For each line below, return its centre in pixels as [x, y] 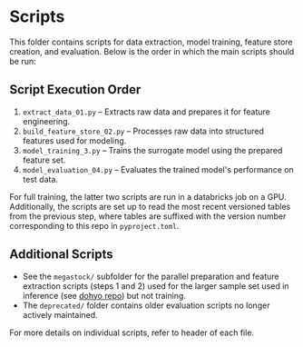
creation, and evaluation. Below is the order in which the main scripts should [152, 51]
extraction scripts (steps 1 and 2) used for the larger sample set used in [156, 286]
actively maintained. [60, 314]
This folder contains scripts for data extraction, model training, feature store [151, 42]
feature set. [44, 160]
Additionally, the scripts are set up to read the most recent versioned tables [150, 206]
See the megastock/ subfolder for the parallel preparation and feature [151, 276]
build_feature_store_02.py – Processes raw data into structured [143, 131]
